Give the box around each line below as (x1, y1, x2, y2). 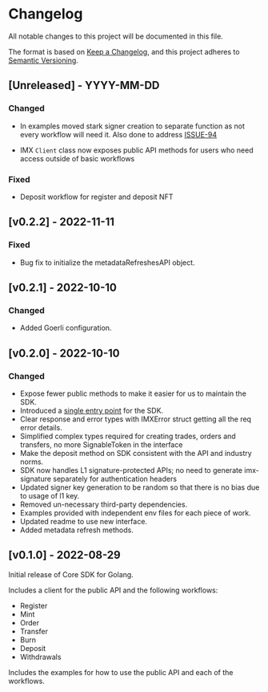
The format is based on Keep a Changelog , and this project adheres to (8, 47, 240, 56)
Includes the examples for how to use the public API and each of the (8, 667, 234, 677)
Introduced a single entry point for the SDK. (19, 405, 164, 415)
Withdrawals (19, 652, 62, 661)
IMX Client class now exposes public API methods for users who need (19, 145, 254, 155)
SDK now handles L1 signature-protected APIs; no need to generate (19, 465, 242, 474)
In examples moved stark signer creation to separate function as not (19, 121, 246, 131)
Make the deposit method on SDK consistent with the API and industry (19, 448, 252, 458)
